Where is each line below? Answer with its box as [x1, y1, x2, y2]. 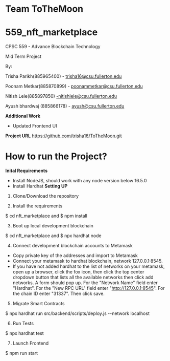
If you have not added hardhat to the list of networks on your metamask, [12, 263, 165, 269]
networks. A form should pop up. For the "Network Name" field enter [12, 280, 158, 286]
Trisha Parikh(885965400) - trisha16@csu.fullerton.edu [5, 73, 122, 79]
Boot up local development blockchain [12, 223, 93, 229]
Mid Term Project [5, 53, 42, 59]
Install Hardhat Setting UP [12, 183, 68, 189]
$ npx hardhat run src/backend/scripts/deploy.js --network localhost [5, 310, 150, 316]
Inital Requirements [5, 167, 47, 174]
